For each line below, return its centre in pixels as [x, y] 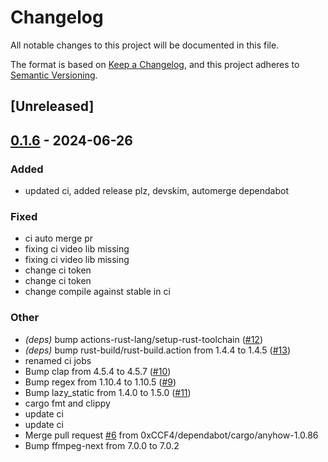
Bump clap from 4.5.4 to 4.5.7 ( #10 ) [98, 371]
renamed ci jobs [58, 360]
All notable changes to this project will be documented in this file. [145, 45]
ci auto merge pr [59, 238]
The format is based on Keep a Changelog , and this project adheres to [155, 64]
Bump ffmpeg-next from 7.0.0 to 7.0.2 [102, 445]
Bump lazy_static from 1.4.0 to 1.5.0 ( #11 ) [108, 392]
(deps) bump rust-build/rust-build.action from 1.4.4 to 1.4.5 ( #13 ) [158, 350]
